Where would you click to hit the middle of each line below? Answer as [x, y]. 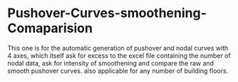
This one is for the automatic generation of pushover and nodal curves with [118, 48]
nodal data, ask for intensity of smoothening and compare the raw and [111, 63]
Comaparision [50, 28]
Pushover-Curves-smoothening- [107, 13]
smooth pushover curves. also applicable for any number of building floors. [118, 71]
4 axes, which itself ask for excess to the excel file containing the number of [119, 56]
